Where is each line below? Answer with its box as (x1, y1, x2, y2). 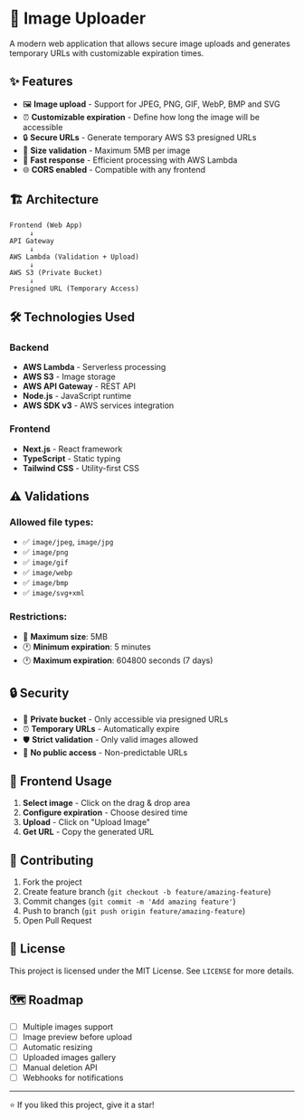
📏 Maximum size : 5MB (22, 631, 109, 641)
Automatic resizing (22, 1041, 93, 1052)
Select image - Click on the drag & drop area (22, 798, 191, 809)
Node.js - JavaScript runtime (22, 391, 132, 402)
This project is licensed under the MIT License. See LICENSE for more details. (9, 965, 295, 976)
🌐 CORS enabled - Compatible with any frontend (22, 164, 206, 175)
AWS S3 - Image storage (22, 371, 116, 383)
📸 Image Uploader (9, 8, 147, 29)
